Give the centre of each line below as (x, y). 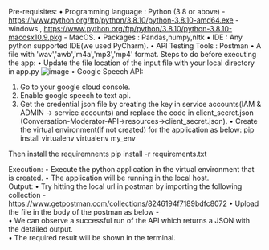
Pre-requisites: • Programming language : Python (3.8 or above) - (117, 12)
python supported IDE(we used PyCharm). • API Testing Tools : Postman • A (135, 46)
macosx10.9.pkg (35, 37)
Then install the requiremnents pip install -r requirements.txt (108, 154)
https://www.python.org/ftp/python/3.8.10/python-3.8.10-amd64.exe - (124, 20)
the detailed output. (41, 229)
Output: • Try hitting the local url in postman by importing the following (125, 186)
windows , (25, 29)
